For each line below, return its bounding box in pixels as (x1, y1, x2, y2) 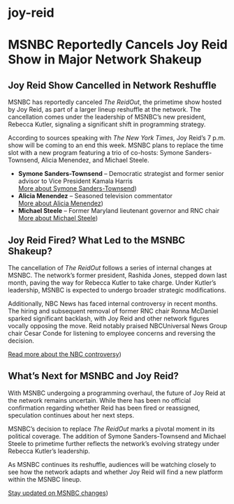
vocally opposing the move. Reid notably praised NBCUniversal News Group (8, 322, 228, 329)
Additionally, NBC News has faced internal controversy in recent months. (8, 299, 218, 308)
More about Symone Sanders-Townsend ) (17, 184, 137, 193)
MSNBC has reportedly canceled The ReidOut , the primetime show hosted (8, 98, 222, 106)
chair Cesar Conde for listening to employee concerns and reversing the (8, 329, 216, 337)
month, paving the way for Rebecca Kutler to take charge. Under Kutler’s (8, 279, 217, 287)
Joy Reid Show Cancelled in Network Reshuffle (8, 79, 217, 91)
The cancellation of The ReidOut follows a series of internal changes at (8, 264, 212, 272)
